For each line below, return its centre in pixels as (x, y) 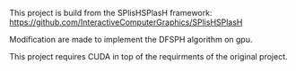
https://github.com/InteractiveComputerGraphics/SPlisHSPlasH (126, 22)
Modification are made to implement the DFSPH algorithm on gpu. (131, 39)
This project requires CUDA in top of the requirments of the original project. (149, 56)
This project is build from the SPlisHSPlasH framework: (111, 13)
